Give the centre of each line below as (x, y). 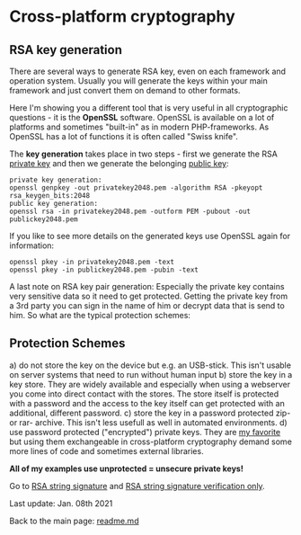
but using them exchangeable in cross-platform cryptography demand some (150, 441)
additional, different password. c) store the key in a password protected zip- (150, 413)
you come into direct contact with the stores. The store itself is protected (144, 394)
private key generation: (56, 180)
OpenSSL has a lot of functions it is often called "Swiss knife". (124, 136)
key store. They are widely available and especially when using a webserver (150, 384)
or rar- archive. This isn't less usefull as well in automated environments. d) (148, 422)
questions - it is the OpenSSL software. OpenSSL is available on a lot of (142, 117)
